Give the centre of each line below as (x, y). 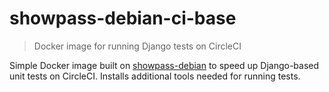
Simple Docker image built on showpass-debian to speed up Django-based (164, 65)
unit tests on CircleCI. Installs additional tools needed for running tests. (155, 76)
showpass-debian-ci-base (123, 18)
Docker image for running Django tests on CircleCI (137, 46)
